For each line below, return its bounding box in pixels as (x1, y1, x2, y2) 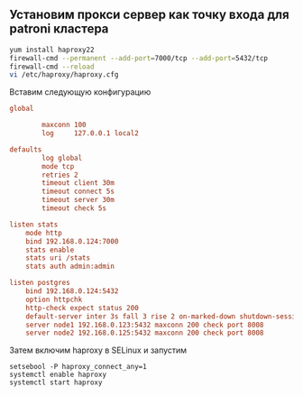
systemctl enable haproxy (9, 370, 106, 380)
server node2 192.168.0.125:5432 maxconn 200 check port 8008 (25, 328, 264, 337)
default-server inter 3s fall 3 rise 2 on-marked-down (25, 311, 236, 321)
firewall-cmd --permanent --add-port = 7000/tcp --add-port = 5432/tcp (9, 53, 269, 62)
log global (41, 153, 83, 162)
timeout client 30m (41, 179, 115, 188)
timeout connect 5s (41, 187, 115, 197)
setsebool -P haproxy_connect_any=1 (9, 363, 147, 372)
